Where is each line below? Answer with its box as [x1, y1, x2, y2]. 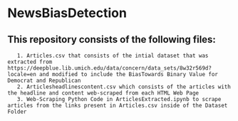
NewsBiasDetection [7, 5, 127, 21]
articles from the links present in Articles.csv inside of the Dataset [7, 102, 228, 109]
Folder [7, 108, 27, 115]
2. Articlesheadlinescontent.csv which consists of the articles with [16, 83, 232, 90]
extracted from [7, 58, 53, 65]
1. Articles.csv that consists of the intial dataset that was [16, 52, 209, 59]
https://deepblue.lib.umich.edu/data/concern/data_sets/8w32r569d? [7, 65, 212, 72]
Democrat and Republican [7, 77, 81, 84]
